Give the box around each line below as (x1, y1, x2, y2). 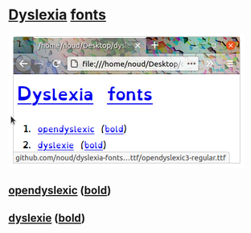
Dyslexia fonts (8, 6, 107, 24)
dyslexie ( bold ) (8, 211, 86, 225)
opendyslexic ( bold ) (8, 184, 112, 198)
